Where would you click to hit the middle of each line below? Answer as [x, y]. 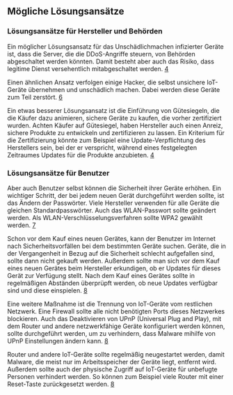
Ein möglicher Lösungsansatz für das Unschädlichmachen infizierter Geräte [115, 46]
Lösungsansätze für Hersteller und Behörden [85, 31]
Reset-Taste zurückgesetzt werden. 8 [61, 384]
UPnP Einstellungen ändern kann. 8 [58, 341]
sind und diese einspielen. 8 [48, 290]
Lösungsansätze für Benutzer [58, 173]
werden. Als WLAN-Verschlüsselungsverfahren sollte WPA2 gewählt [105, 217]
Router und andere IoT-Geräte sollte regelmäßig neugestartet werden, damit [116, 354]
